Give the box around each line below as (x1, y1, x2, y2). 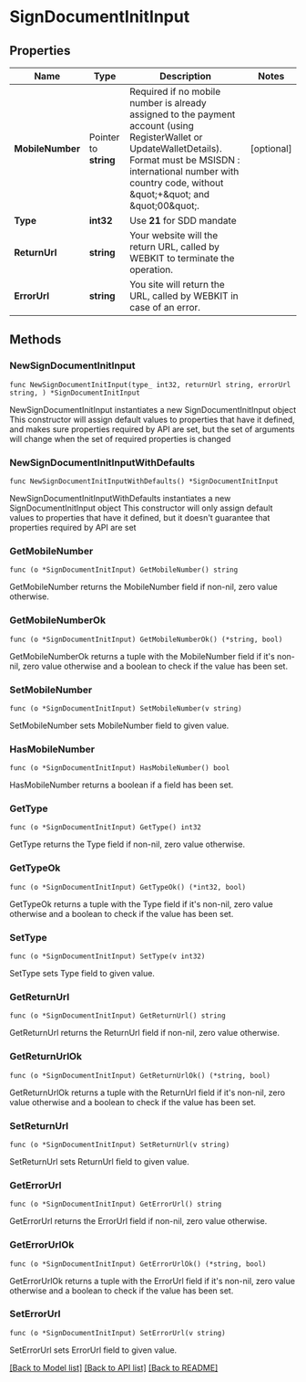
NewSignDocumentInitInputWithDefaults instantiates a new (9, 492, 231, 503)
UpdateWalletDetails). (128, 142, 223, 154)
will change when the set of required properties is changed (9, 433, 231, 444)
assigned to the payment (128, 108, 236, 121)
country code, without (128, 176, 224, 189)
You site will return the (128, 279, 225, 290)
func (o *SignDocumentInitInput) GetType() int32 (9, 823, 202, 832)
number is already (128, 97, 207, 109)
